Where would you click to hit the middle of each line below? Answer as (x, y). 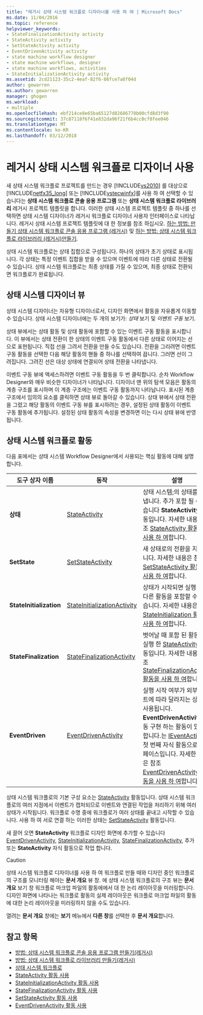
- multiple (20, 107)
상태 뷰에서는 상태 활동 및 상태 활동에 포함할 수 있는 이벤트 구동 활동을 (88, 331)
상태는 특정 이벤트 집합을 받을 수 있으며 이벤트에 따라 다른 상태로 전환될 (109, 259)
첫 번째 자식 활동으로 (170, 745)
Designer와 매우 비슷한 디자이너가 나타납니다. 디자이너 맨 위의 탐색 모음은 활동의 (101, 382)
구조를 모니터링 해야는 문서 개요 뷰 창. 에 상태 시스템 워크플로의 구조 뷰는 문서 (103, 880)
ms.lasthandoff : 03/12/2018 (42, 136)
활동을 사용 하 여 (165, 679)
